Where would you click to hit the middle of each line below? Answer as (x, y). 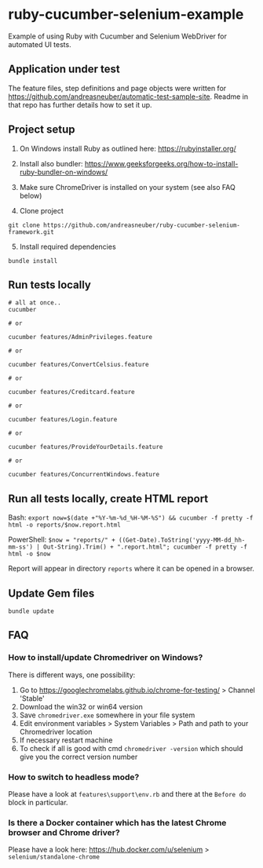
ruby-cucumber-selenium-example (126, 15)
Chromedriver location (56, 731)
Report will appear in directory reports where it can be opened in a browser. (131, 569)
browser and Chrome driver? (64, 832)
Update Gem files (51, 593)
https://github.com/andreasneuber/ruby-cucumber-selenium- (142, 225)
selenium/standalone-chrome (54, 857)
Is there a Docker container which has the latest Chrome (117, 822)
